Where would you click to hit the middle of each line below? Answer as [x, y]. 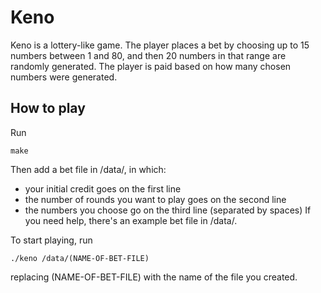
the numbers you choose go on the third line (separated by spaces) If [168, 210]
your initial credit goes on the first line [103, 188]
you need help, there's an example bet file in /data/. [131, 220]
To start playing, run [51, 240]
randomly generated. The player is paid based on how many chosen [151, 66]
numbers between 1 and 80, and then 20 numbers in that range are [148, 55]
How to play [48, 108]
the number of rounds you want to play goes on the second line [155, 199]
